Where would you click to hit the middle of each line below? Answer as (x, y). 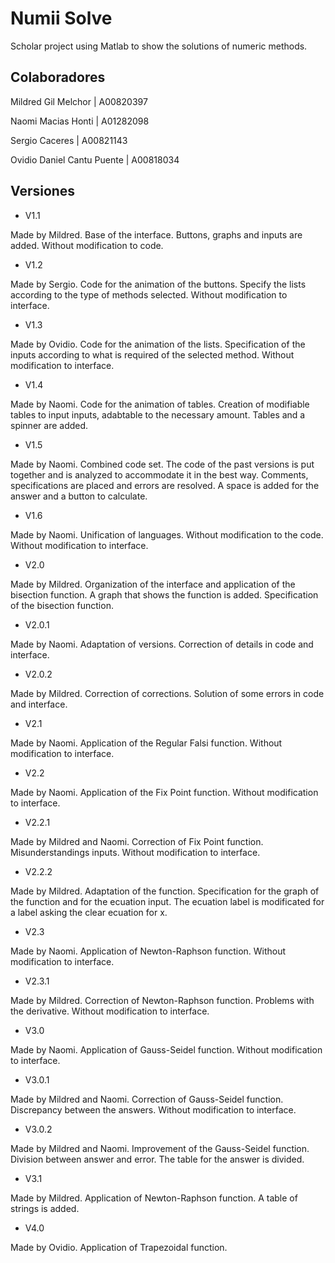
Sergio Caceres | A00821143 (69, 140)
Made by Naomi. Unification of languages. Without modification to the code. (167, 534)
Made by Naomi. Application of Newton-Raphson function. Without (148, 951)
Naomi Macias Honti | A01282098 (80, 121)
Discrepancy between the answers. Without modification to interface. (153, 1109)
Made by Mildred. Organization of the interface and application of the (153, 584)
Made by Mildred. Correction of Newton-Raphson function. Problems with (162, 1000)
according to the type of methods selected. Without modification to (149, 294)
